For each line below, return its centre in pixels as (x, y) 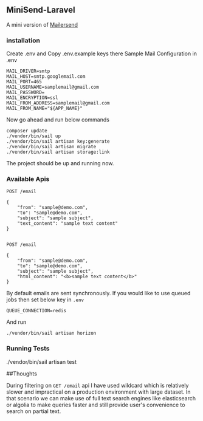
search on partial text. (34, 411)
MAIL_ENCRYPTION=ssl (33, 98)
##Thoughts (22, 374)
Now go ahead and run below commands (58, 120)
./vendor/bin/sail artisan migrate (51, 147)
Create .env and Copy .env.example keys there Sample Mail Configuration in (102, 53)
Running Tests (28, 349)
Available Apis (28, 179)
